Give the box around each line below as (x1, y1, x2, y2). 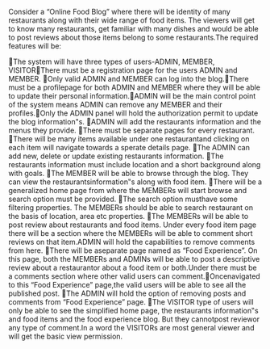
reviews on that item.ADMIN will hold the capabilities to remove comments (8, 238, 255, 246)
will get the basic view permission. (8, 331, 123, 341)
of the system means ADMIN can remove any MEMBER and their (8, 100, 223, 109)
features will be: (8, 41, 62, 51)
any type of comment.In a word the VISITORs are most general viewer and (8, 323, 255, 332)
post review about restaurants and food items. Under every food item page (8, 220, 257, 229)
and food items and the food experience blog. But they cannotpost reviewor (8, 314, 260, 324)
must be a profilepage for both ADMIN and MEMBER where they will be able (8, 82, 260, 92)
